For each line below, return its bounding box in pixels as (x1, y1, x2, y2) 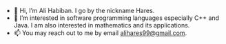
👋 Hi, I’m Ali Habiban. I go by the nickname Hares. (13, 7, 155, 14)
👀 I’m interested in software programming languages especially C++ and (13, 14, 219, 22)
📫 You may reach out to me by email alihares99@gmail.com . (13, 29, 187, 37)
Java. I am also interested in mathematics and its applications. (13, 21, 190, 29)
